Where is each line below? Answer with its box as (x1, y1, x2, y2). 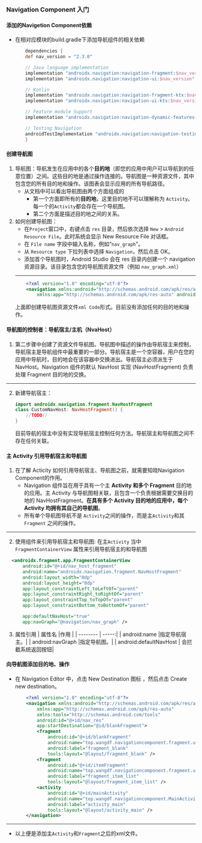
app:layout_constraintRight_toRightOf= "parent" (22, 591, 144, 597)
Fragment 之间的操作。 (23, 520, 79, 527)
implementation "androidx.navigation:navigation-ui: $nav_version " (25, 75, 195, 82)
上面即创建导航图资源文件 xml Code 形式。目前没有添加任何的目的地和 (14, 304, 185, 311)
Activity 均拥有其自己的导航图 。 (23, 504, 104, 512)
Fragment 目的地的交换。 (26, 371, 90, 378)
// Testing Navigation (25, 125, 82, 131)
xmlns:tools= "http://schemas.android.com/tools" (37, 711, 161, 717)
